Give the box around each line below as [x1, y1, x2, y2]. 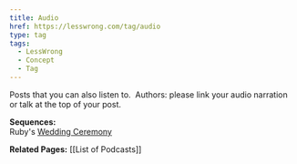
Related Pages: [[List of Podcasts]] [9, 143, 142, 155]
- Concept [17, 56, 55, 65]
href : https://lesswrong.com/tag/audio [9, 22, 161, 31]
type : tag [9, 30, 47, 39]
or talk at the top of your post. [9, 98, 121, 109]
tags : [9, 38, 30, 48]
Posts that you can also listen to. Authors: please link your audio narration [9, 88, 289, 100]
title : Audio [9, 13, 59, 23]
